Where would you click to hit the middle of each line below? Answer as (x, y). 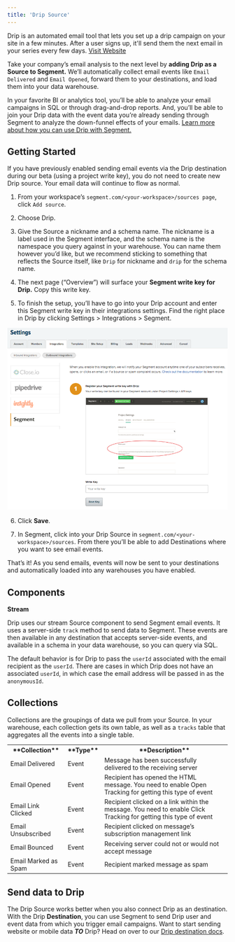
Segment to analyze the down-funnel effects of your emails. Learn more (111, 122)
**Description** (164, 750)
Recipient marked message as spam (156, 864)
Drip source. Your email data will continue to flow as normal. (94, 183)
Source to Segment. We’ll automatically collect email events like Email (108, 71)
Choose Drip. (36, 218)
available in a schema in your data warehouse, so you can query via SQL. (113, 645)
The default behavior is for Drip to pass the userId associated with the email (117, 659)
